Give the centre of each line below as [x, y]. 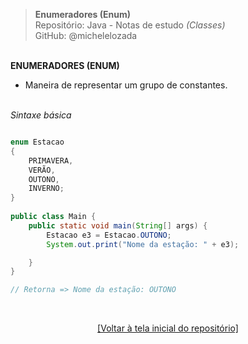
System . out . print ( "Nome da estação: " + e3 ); [143, 244]
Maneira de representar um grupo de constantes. [126, 85]
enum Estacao [37, 142]
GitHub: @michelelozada [86, 35]
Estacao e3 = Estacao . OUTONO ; [109, 235]
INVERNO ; [46, 189]
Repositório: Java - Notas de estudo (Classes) [130, 25]
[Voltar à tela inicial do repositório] [168, 328]
